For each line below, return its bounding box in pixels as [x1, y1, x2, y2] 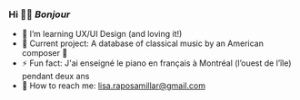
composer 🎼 [21, 48, 68, 59]
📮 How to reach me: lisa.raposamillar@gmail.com [21, 80, 206, 91]
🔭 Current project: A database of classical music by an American [21, 38, 265, 49]
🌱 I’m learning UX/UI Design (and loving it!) [21, 29, 183, 40]
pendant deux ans [21, 71, 90, 82]
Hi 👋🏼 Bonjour [8, 8, 71, 21]
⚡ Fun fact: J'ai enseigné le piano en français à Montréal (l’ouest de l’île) [21, 58, 292, 68]
